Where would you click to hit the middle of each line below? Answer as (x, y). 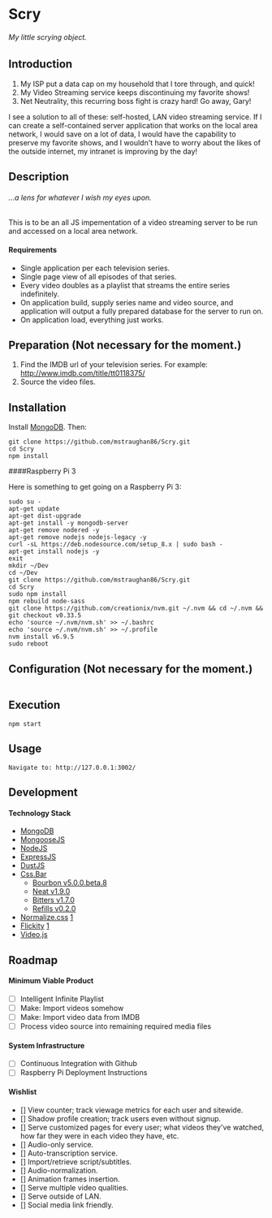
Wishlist (23, 1092)
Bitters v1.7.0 (54, 900)
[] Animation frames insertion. (70, 1179)
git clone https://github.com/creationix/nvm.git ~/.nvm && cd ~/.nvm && (136, 609)
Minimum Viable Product (51, 981)
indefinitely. (39, 294)
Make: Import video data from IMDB (80, 1017)
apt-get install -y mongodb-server (69, 523)
